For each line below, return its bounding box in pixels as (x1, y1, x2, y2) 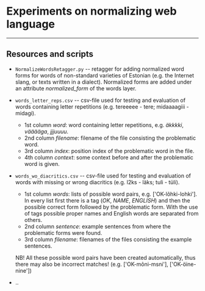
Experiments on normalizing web (6, 4, 177, 18)
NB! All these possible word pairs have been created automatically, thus (15, 254, 196, 261)
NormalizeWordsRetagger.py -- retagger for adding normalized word (15, 65, 184, 73)
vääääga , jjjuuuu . (24, 128, 69, 135)
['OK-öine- (170, 260, 196, 268)
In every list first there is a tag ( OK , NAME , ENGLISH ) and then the (24, 196, 190, 204)
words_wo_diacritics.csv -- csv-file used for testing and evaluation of (15, 172, 191, 179)
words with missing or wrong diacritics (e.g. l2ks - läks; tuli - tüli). (15, 178, 180, 185)
